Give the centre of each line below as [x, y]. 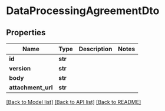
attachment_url [31, 88]
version [20, 68]
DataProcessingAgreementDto [83, 11]
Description [95, 49]
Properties [26, 33]
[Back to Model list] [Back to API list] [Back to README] [74, 102]
